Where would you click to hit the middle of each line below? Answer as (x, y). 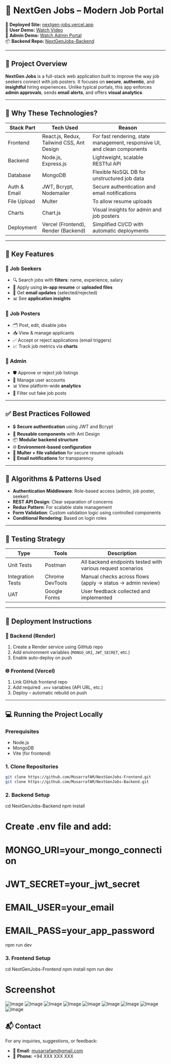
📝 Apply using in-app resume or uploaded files (63, 287)
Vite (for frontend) (32, 753)
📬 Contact (23, 1026)
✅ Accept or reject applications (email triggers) (62, 340)
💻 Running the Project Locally (54, 714)
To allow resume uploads (122, 201)
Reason (128, 128)
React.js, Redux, (61, 136)
